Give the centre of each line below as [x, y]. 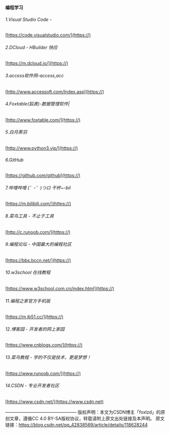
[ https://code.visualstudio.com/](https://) [48, 35]
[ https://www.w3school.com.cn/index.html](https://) [60, 288]
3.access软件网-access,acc [35, 76]
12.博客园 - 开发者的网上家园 [35, 329]
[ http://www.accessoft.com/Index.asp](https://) [55, 92]
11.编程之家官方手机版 [28, 301]
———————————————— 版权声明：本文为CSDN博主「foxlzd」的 [83, 412]
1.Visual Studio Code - [29, 19]
